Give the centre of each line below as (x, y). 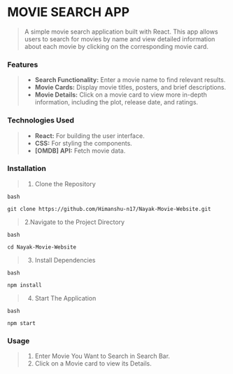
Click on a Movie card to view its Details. (93, 363)
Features (23, 64)
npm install (24, 285)
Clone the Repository (65, 183)
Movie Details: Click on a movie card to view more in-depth (121, 95)
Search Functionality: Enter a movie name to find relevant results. (130, 80)
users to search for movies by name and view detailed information (120, 39)
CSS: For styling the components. (84, 143)
